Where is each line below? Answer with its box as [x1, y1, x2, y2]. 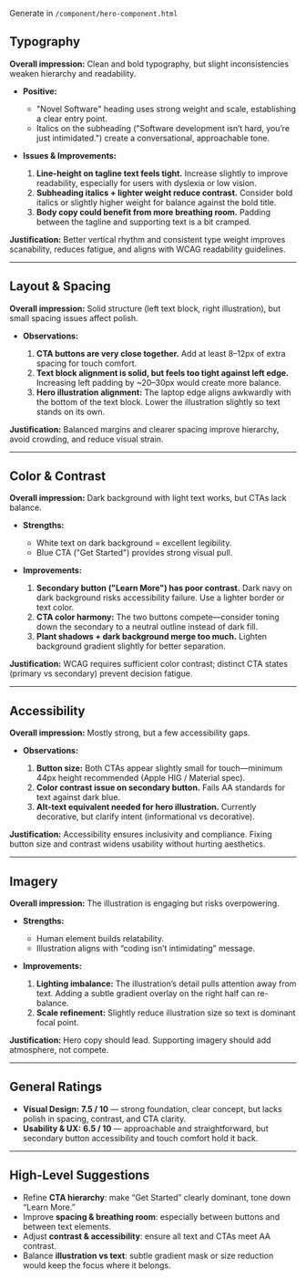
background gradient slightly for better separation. [36, 640, 226, 651]
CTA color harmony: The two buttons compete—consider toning [36, 611, 280, 623]
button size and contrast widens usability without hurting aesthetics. [9, 838, 266, 849]
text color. [36, 602, 75, 613]
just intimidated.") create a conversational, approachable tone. [36, 132, 270, 143]
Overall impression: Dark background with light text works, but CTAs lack [9, 493, 287, 504]
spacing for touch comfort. [36, 358, 138, 369]
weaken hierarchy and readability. [9, 68, 137, 78]
